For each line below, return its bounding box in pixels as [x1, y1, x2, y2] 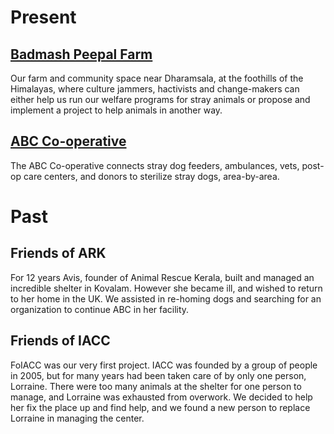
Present [10, 6, 77, 29]
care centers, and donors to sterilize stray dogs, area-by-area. [23, 170, 280, 182]
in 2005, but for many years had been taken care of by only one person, [10, 369, 307, 381]
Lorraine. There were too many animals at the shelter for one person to [10, 380, 302, 392]
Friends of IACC [10, 332, 111, 350]
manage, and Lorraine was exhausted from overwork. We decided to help [10, 391, 313, 403]
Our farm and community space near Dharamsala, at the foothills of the [10, 72, 304, 84]
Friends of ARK [10, 245, 107, 262]
